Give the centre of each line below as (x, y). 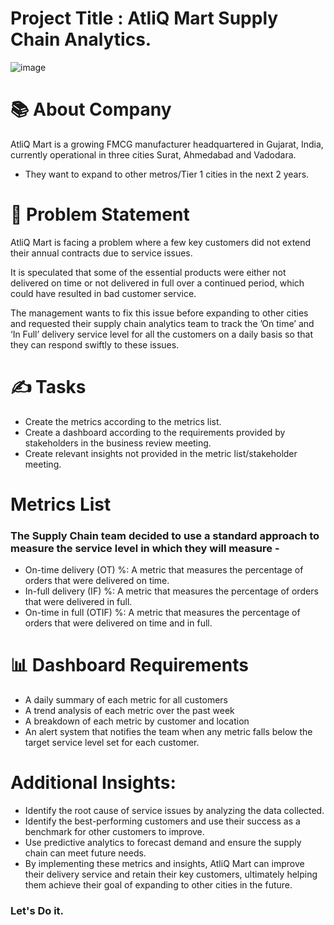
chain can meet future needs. (85, 853)
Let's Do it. (37, 911)
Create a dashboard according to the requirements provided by (155, 432)
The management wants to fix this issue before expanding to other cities (159, 313)
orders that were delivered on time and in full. (118, 623)
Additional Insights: (93, 783)
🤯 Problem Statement (100, 214)
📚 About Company (91, 109)
